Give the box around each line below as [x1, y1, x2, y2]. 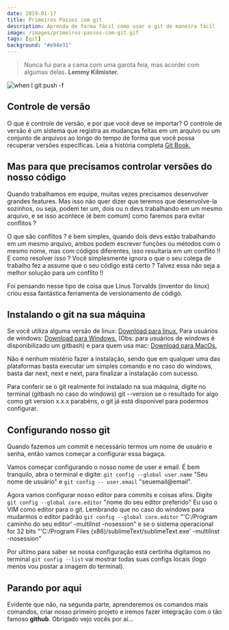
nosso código [7, 172, 66, 184]
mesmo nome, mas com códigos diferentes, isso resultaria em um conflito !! [7, 247, 221, 255]
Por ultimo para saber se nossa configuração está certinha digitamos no [7, 548, 211, 556]
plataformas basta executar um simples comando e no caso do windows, [7, 362, 213, 370]
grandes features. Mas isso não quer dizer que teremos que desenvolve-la [7, 197, 217, 205]
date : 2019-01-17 [7, 10, 57, 17]
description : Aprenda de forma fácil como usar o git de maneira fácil [7, 23, 215, 29]
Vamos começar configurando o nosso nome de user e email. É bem [7, 463, 200, 471]
